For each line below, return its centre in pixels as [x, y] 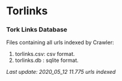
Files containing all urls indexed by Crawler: [60, 42]
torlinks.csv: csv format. [45, 54]
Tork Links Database [37, 30]
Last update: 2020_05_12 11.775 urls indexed [61, 72]
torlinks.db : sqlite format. [47, 60]
